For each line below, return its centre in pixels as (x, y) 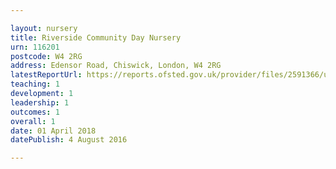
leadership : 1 (40, 102)
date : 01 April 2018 (53, 131)
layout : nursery (44, 28)
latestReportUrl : (46, 75)
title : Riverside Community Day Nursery (96, 37)
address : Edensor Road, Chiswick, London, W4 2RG (116, 66)
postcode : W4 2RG (46, 56)
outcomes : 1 (35, 112)
